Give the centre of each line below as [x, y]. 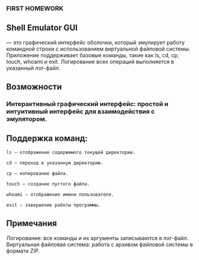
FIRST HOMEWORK [35, 8]
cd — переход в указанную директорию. [55, 163]
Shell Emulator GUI [42, 28]
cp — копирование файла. [37, 173]
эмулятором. [27, 119]
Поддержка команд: [47, 139]
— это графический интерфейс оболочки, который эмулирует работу [96, 42]
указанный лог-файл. [33, 68]
